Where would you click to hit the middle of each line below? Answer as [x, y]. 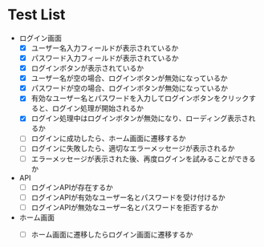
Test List [37, 15]
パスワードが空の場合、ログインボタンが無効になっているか [129, 88]
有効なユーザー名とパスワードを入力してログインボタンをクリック [140, 99]
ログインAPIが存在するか [72, 187]
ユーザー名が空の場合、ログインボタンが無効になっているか [129, 79]
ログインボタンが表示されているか [87, 68]
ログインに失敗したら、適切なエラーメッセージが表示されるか [133, 148]
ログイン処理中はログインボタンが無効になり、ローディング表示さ [140, 119]
